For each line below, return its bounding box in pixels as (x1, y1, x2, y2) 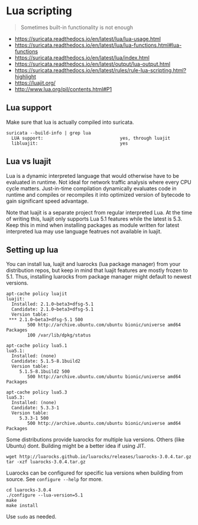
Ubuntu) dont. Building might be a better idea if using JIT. (6, 443, 146, 450)
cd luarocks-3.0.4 (6, 487, 51, 493)
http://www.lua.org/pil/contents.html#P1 (14, 85, 112, 92)
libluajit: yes (11, 140, 128, 146)
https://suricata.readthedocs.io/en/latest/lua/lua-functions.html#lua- (14, 41, 182, 49)
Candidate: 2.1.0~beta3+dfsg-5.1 (11, 306, 94, 312)
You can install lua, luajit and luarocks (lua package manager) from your (6, 261, 181, 268)
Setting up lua (6, 245, 59, 255)
